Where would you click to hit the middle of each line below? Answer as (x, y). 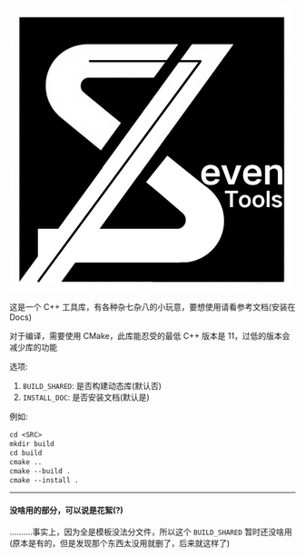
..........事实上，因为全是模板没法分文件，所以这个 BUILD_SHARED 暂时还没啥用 (151, 532)
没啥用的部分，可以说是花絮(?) (67, 510)
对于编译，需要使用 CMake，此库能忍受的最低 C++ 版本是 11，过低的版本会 (150, 336)
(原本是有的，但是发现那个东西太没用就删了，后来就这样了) (120, 543)
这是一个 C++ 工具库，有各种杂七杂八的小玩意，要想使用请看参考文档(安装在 (152, 307)
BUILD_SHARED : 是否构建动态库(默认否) (92, 386)
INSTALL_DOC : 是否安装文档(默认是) (86, 397)
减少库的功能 (33, 347)
